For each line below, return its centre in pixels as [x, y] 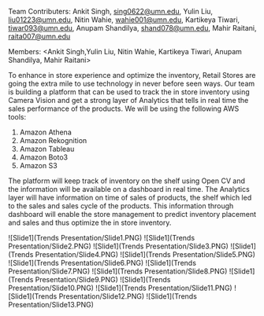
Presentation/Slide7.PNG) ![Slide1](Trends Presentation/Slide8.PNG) [118, 271]
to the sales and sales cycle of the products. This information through [121, 206]
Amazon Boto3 [44, 157]
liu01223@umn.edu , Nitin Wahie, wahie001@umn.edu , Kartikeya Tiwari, [124, 20]
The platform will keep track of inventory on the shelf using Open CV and [127, 181]
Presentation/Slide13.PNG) [51, 305]
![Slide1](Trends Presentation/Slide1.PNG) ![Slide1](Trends [102, 238]
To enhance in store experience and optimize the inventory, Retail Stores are [132, 75]
